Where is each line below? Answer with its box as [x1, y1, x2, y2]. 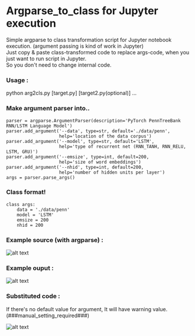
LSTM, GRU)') [6, 149, 38, 155]
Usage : [6, 76, 29, 84]
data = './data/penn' [17, 207, 70, 213]
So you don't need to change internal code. [6, 61, 112, 68]
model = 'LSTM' [17, 211, 54, 218]
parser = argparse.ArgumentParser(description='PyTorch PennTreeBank [6, 118, 181, 123]
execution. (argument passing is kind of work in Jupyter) [6, 43, 144, 50]
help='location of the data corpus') [58, 133, 152, 139]
